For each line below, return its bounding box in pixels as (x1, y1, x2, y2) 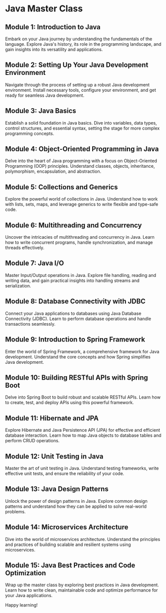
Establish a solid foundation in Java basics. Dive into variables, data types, (5, 120, 157, 126)
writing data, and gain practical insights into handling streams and (5, 277, 140, 283)
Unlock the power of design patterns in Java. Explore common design (5, 498, 148, 504)
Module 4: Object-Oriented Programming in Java (5, 145, 159, 153)
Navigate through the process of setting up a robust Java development (5, 81, 150, 87)
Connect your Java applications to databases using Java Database (5, 310, 142, 316)
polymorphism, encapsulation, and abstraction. (5, 168, 102, 174)
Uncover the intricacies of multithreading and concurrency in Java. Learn (5, 234, 155, 240)
